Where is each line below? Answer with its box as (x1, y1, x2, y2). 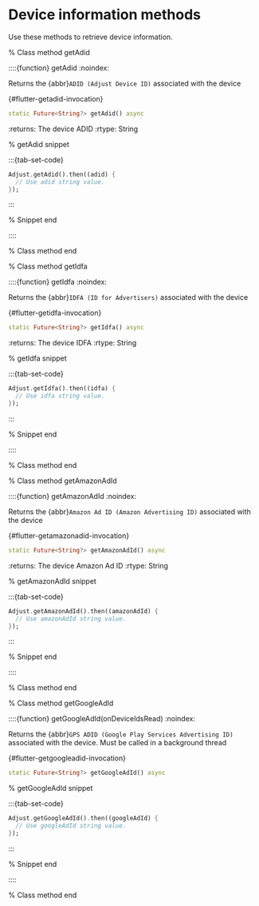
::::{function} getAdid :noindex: (8, 62, 110, 73)
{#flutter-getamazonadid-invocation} (8, 530, 130, 541)
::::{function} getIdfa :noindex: (8, 277, 108, 287)
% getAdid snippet (8, 139, 70, 149)
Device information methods (8, 6, 202, 24)
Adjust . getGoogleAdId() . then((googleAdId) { (8, 814, 159, 823)
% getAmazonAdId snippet (8, 576, 97, 585)
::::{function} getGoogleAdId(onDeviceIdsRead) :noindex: (8, 714, 195, 724)
